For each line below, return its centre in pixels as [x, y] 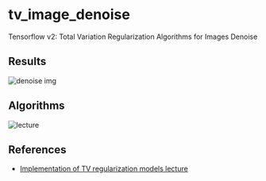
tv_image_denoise [69, 15]
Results [27, 62]
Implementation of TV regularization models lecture [104, 169]
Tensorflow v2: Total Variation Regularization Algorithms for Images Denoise [133, 37]
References [37, 150]
